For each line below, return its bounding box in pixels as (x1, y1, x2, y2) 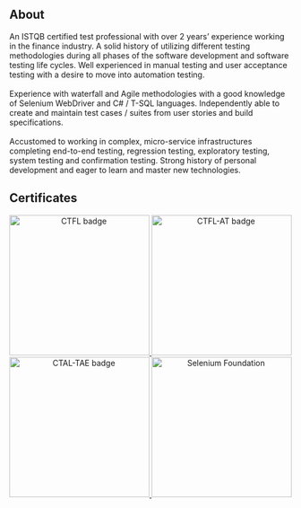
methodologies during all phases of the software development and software (9, 49, 289, 61)
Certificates (9, 190, 78, 206)
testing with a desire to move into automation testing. (9, 69, 205, 80)
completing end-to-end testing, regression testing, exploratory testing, (9, 145, 271, 156)
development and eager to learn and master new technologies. (9, 164, 242, 175)
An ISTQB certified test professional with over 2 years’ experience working (9, 31, 285, 41)
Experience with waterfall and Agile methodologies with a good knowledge (9, 88, 286, 99)
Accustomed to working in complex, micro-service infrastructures (9, 136, 253, 146)
